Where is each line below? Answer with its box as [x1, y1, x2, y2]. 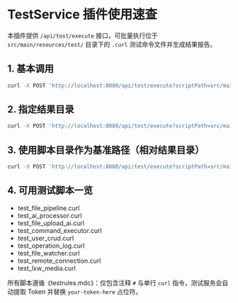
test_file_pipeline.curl [17, 203, 80, 212]
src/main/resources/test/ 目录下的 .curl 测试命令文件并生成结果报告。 [7, 40, 217, 48]
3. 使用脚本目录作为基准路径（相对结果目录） [7, 144, 205, 156]
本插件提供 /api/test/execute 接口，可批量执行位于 [7, 31, 158, 40]
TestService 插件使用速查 [7, 6, 158, 23]
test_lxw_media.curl [17, 263, 76, 273]
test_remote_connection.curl [17, 256, 101, 265]
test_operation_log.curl [17, 241, 85, 250]
